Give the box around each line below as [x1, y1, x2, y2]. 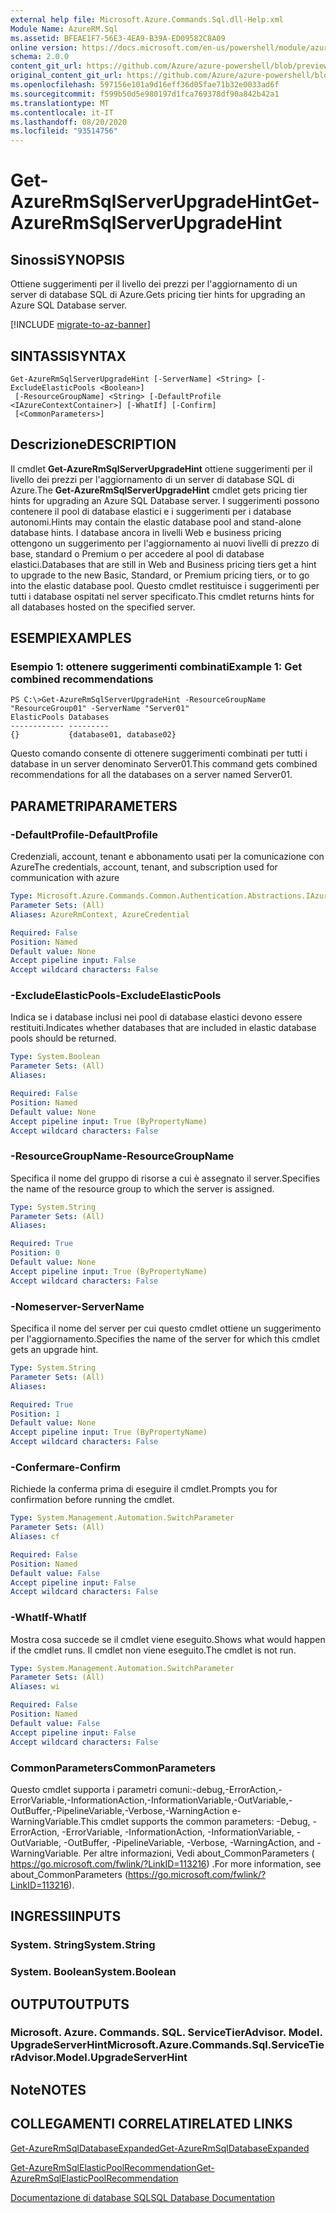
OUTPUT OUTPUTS [10, 1996, 130, 2013]
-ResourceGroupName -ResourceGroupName [10, 1149, 235, 1163]
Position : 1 [10, 1409, 60, 1419]
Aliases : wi [10, 1682, 60, 1692]
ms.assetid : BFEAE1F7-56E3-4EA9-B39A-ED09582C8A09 [10, 33, 226, 43]
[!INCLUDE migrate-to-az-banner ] [10, 319, 151, 331]
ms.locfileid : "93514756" [10, 126, 118, 136]
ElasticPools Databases [10, 712, 110, 723]
